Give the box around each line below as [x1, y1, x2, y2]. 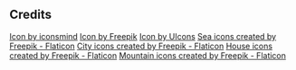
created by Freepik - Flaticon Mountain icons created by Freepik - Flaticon [9, 49, 287, 61]
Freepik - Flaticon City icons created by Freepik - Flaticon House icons [9, 40, 273, 51]
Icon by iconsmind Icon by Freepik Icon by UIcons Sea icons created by [9, 31, 277, 41]
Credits [9, 7, 53, 22]
